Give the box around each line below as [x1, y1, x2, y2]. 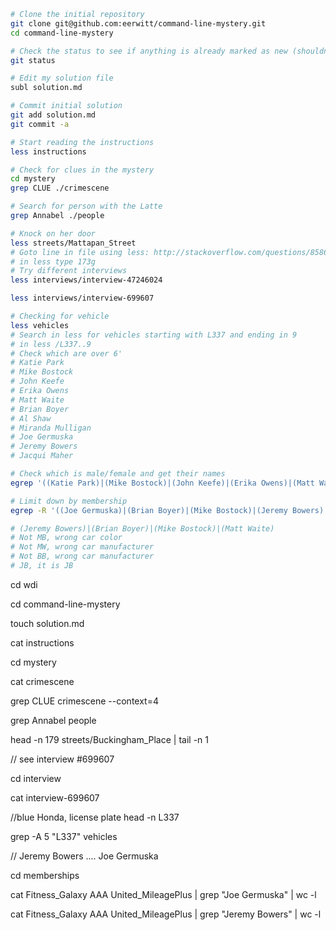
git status [10, 55, 56, 65]
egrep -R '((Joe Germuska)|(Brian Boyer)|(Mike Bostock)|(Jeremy [10, 505, 288, 515]
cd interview [10, 772, 62, 784]
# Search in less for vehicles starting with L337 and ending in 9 [10, 330, 298, 340]
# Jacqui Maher [10, 451, 74, 461]
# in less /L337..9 [10, 339, 92, 349]
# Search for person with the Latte [10, 201, 163, 212]
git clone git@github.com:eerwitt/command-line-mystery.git [10, 18, 267, 29]
